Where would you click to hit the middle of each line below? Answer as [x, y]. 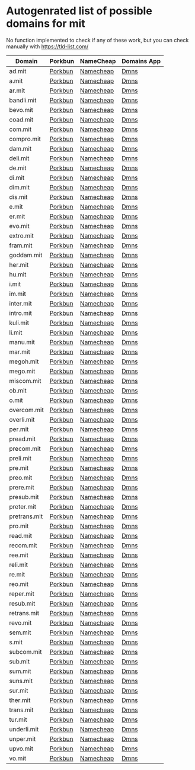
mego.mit [22, 371]
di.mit [17, 177]
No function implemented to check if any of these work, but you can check [97, 40]
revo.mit [20, 622]
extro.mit [22, 235]
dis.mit [18, 197]
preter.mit [23, 506]
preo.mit [21, 478]
